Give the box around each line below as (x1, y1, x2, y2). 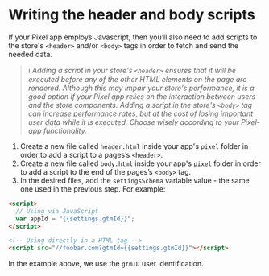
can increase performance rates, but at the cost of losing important (27, 109, 254, 118)
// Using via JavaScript (15, 207, 99, 215)
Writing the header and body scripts (8, 6, 255, 24)
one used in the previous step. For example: (19, 183, 166, 194)
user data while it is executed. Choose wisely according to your (27, 117, 239, 126)
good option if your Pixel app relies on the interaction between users (27, 91, 256, 101)
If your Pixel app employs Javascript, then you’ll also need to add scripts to (8, 32, 258, 42)
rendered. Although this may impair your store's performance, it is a (27, 83, 255, 93)
